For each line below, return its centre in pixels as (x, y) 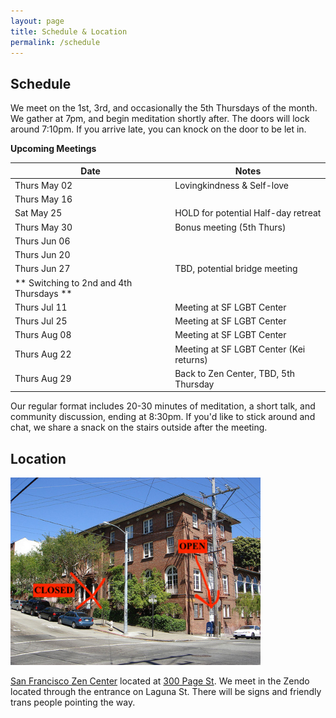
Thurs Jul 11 (41, 307)
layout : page (37, 21)
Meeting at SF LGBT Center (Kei (240, 349)
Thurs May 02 (43, 185)
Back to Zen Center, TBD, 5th (234, 373)
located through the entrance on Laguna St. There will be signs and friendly (166, 692)
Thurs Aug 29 (43, 379)
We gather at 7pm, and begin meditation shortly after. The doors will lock (160, 119)
